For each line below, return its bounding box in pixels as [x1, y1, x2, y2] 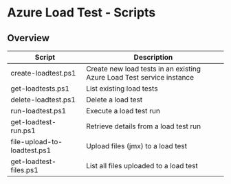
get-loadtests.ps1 [10, 84, 70, 93]
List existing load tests [85, 84, 158, 93]
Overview [7, 32, 50, 44]
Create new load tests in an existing [85, 64, 201, 73]
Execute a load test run [85, 106, 160, 115]
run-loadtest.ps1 [10, 106, 67, 115]
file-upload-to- [10, 137, 63, 146]
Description [133, 53, 173, 62]
